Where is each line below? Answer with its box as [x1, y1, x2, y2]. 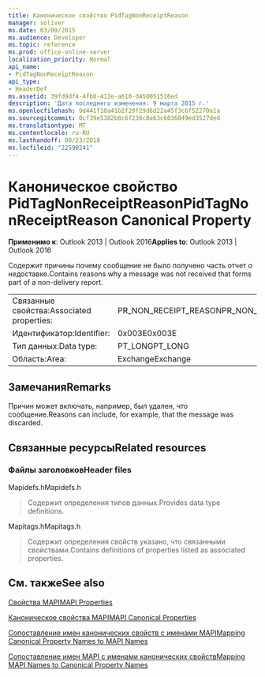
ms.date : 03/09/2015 [8, 26, 77, 34]
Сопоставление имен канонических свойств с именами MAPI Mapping [8, 628, 246, 638]
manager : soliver [8, 19, 65, 27]
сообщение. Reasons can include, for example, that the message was [8, 410, 234, 419]
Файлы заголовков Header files [8, 465, 132, 476]
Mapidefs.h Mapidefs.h [8, 482, 81, 492]
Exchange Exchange [117, 353, 192, 365]
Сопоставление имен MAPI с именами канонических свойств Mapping [8, 652, 246, 661]
